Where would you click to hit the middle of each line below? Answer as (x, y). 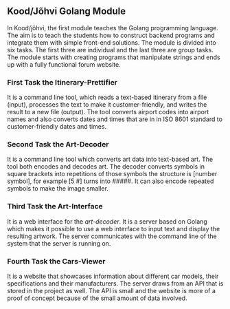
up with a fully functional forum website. (64, 64)
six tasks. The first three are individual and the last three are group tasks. (111, 50)
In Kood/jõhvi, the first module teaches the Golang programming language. (113, 28)
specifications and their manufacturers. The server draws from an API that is (115, 284)
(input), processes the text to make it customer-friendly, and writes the (107, 105)
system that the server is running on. (59, 243)
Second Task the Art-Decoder (58, 145)
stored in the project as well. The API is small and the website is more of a (112, 291)
